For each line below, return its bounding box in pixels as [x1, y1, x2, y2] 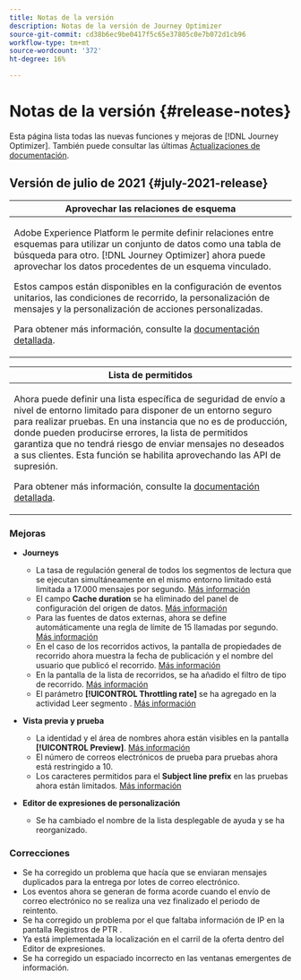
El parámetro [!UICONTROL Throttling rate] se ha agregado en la [35, 689, 277, 700]
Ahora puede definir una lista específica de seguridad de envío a [13, 392, 286, 405]
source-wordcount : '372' [9, 47, 102, 56]
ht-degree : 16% [9, 55, 66, 64]
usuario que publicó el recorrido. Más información [35, 660, 221, 671]
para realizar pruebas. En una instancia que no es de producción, [13, 415, 288, 427]
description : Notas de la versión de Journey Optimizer [9, 21, 222, 30]
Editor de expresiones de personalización [21, 798, 181, 809]
